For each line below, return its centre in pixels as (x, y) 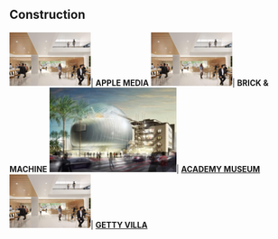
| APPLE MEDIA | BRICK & (180, 83)
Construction (47, 15)
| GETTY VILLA (119, 225)
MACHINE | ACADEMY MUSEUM (135, 169)
